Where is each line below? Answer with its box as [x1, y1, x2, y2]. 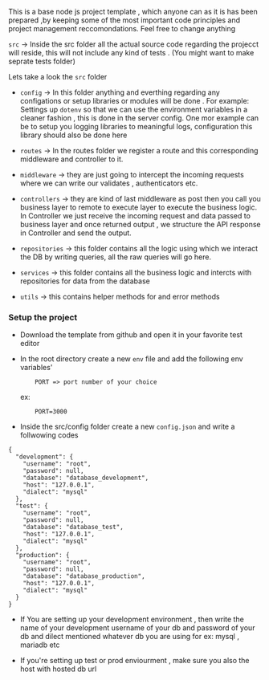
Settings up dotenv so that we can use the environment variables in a [19, 104, 248, 114]
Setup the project [8, 311, 78, 323]
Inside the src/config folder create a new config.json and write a [19, 421, 235, 432]
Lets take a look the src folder [8, 72, 108, 81]
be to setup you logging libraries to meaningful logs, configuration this [19, 122, 253, 131]
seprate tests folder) [8, 56, 76, 66]
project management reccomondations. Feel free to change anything [8, 24, 236, 33]
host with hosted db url [19, 664, 97, 674]
